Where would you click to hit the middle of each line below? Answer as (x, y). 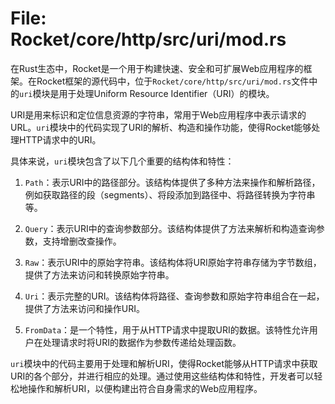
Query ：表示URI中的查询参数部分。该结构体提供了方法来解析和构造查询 (170, 228)
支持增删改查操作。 (82, 241)
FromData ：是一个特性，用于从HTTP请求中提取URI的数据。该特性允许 (167, 329)
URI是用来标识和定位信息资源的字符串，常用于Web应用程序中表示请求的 (158, 114)
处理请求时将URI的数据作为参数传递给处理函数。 (142, 342)
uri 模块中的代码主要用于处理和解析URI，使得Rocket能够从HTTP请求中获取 (164, 363)
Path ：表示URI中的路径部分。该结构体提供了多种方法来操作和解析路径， (172, 182)
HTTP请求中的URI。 (60, 139)
